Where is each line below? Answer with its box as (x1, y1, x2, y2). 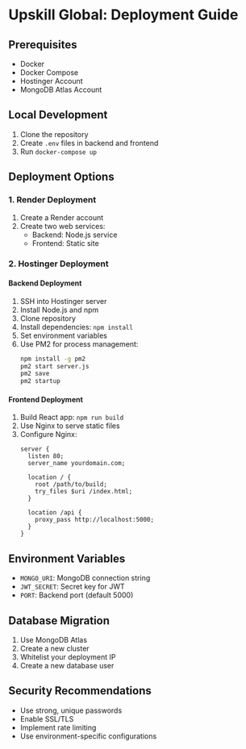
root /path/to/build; (35, 481, 107, 489)
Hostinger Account (19, 77, 83, 85)
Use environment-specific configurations (19, 731, 157, 741)
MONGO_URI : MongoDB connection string (19, 573, 151, 583)
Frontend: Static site (31, 238, 99, 248)
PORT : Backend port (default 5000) (19, 590, 134, 600)
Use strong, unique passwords (19, 705, 123, 715)
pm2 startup (19, 377, 60, 385)
